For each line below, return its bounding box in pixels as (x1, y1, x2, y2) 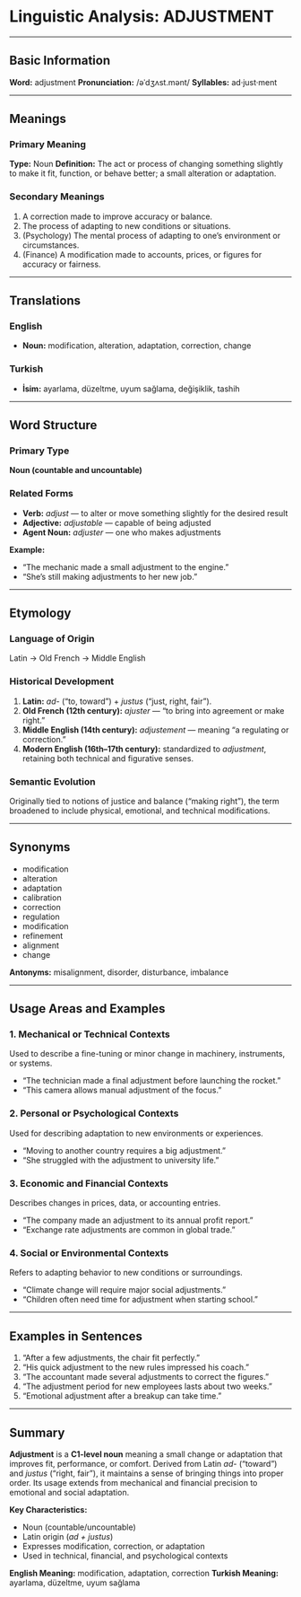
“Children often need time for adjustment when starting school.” (21, 1294, 258, 1305)
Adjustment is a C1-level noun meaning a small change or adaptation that (9, 1449, 283, 1460)
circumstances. (21, 240, 80, 250)
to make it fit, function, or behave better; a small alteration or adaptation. (9, 168, 277, 179)
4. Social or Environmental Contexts (9, 1247, 169, 1259)
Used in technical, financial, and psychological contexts (21, 1550, 228, 1561)
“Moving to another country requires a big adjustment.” (21, 1145, 227, 1155)
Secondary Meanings (9, 190, 105, 203)
